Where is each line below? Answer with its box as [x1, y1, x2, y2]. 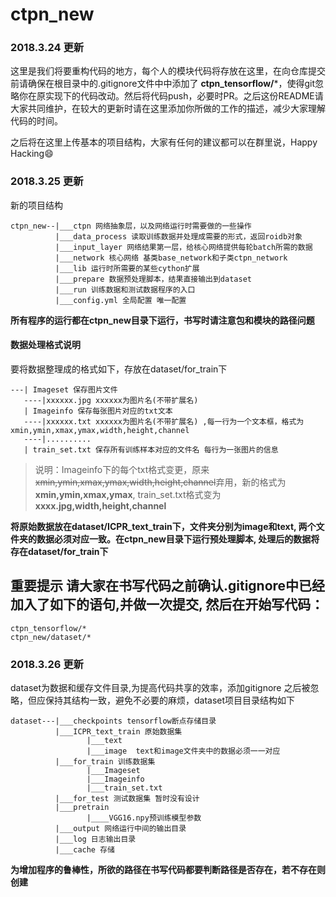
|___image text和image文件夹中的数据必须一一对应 [86, 746, 281, 757]
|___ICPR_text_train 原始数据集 [54, 727, 183, 737]
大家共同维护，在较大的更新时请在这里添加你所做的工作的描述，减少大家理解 [10, 103, 326, 115]
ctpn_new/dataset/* [10, 632, 92, 642]
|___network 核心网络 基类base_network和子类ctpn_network [54, 253, 288, 263]
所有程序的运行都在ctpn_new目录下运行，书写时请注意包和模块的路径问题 [10, 314, 315, 326]
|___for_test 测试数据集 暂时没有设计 [54, 794, 200, 804]
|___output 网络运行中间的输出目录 [54, 824, 187, 834]
